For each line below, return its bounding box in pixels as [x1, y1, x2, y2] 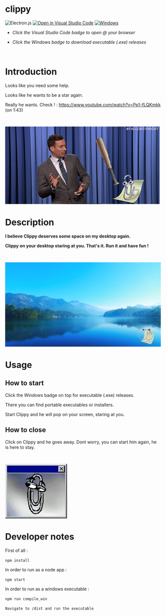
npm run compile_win [5, 596, 48, 601]
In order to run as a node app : [5, 566, 67, 572]
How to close [5, 426, 46, 434]
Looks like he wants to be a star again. [5, 92, 83, 98]
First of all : [5, 547, 28, 554]
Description [5, 217, 54, 228]
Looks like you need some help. [5, 82, 70, 88]
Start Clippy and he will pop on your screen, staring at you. [5, 411, 125, 417]
